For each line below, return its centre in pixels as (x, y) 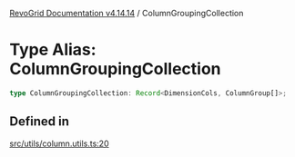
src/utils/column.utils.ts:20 (59, 143)
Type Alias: (53, 50)
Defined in (40, 122)
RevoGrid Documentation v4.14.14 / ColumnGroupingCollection (127, 13)
